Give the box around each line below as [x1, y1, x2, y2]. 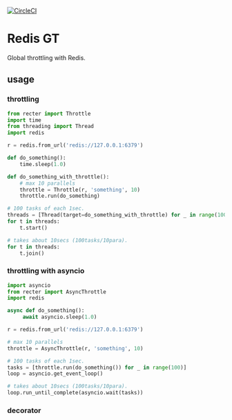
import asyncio [7, 282, 51, 289]
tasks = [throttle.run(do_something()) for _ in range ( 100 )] [7, 364, 187, 371]
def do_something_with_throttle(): [7, 173, 110, 180]
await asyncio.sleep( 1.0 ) [22, 313, 97, 321]
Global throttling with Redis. [7, 53, 86, 62]
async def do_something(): [7, 307, 85, 314]
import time [7, 116, 41, 124]
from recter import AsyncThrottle [7, 288, 107, 295]
